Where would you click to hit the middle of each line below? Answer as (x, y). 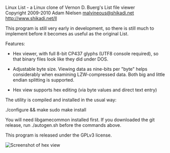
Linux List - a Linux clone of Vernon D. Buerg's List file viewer (70, 7)
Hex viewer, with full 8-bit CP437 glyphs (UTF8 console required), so (86, 54)
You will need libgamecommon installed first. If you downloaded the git (80, 120)
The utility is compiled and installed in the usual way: (61, 100)
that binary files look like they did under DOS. (60, 59)
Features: (15, 44)
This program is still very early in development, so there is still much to (80, 28)
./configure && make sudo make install (46, 110)
